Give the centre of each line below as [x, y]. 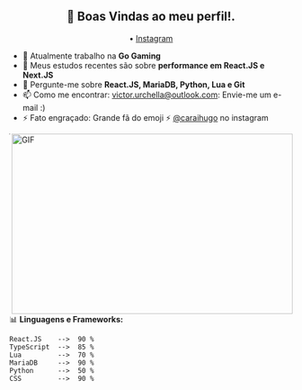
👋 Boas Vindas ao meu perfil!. [151, 17]
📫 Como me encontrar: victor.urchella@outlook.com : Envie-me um [147, 95]
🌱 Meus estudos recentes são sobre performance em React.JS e [143, 65]
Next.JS [38, 75]
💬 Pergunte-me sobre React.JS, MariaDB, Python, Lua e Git [133, 84]
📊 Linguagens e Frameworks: [67, 319]
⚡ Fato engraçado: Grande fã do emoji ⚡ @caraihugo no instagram [145, 117]
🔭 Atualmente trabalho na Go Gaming [92, 56]
